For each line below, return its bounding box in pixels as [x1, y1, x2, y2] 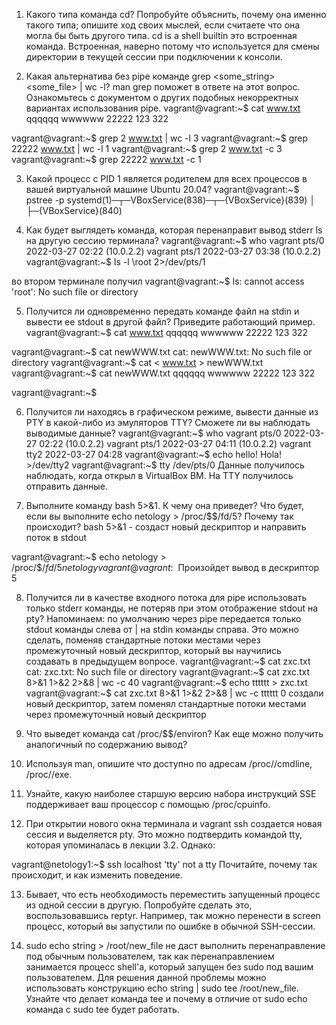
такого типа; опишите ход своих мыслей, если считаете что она [25, 19, 301, 31]
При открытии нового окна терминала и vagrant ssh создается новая [25, 818, 323, 829]
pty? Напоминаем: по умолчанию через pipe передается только [25, 613, 302, 624]
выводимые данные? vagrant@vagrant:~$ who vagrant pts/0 [25, 427, 282, 439]
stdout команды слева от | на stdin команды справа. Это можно [25, 624, 299, 635]
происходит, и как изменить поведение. [11, 869, 183, 881]
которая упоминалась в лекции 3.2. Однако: [25, 839, 216, 851]
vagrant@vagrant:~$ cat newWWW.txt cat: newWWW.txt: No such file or [11, 346, 313, 358]
